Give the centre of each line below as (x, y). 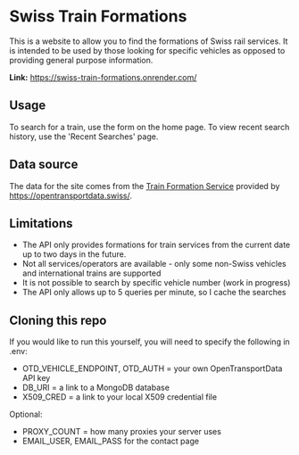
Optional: (26, 414)
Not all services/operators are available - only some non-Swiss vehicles (154, 264)
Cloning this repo (58, 320)
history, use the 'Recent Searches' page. (84, 136)
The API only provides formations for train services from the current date (156, 245)
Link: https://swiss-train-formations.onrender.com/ (103, 77)
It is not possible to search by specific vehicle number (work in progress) (156, 283)
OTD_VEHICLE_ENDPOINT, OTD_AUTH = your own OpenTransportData (152, 368)
